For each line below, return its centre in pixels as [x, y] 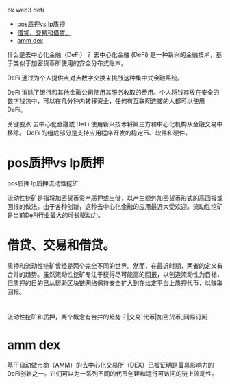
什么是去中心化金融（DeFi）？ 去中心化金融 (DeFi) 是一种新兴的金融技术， [112, 55]
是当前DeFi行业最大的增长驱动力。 [55, 215]
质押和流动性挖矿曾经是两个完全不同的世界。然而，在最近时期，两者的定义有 [115, 266]
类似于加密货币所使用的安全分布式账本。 [70, 63]
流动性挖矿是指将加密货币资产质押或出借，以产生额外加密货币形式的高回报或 [115, 198]
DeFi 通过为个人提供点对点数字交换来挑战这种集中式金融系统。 [95, 78]
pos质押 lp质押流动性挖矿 [43, 183]
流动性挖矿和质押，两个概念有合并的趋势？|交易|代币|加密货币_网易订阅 [107, 317]
